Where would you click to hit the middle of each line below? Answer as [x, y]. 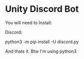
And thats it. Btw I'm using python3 [41, 51]
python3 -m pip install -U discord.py [42, 42]
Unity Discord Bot [42, 9]
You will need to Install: [29, 23]
